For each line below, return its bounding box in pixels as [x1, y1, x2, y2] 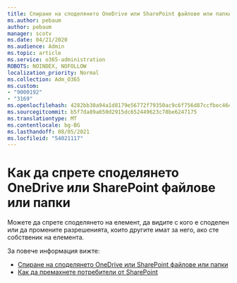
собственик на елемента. [7, 233, 85, 241]
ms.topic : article [7, 50, 61, 57]
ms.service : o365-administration [7, 56, 106, 63]
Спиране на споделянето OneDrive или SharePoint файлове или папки [17, 260, 229, 269]
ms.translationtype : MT [7, 115, 78, 122]
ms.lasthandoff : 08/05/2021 [7, 128, 90, 135]
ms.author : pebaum [7, 17, 61, 24]
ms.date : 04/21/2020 [7, 37, 68, 44]
